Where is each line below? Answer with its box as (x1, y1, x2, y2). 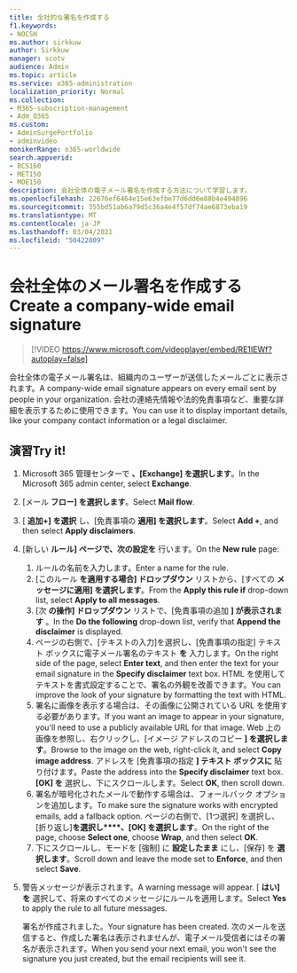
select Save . (35, 864, 82, 874)
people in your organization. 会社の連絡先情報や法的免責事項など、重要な (9, 394, 277, 404)
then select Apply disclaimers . (21, 525, 136, 536)
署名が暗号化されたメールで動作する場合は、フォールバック (35, 789, 254, 799)
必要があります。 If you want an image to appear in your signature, (43, 711, 285, 721)
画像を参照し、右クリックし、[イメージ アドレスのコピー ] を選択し (35, 734, 281, 743)
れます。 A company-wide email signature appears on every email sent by (9, 383, 277, 394)
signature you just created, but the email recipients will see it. (21, 953, 246, 963)
